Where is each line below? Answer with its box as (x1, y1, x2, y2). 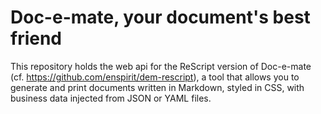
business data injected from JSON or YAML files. (10, 92, 212, 104)
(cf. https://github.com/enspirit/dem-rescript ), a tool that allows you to (10, 71, 300, 83)
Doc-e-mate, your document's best (10, 6, 311, 29)
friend (10, 27, 63, 50)
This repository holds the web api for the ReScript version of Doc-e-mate (10, 60, 312, 72)
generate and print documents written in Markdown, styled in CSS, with (10, 81, 305, 93)
